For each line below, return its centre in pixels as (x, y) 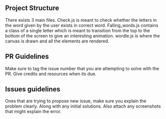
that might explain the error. (33, 112)
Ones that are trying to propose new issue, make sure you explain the (76, 101)
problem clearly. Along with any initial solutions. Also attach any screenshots (83, 106)
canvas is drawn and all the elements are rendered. (57, 41)
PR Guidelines (27, 57)
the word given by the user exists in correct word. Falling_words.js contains (82, 25)
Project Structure (32, 8)
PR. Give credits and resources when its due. (51, 74)
